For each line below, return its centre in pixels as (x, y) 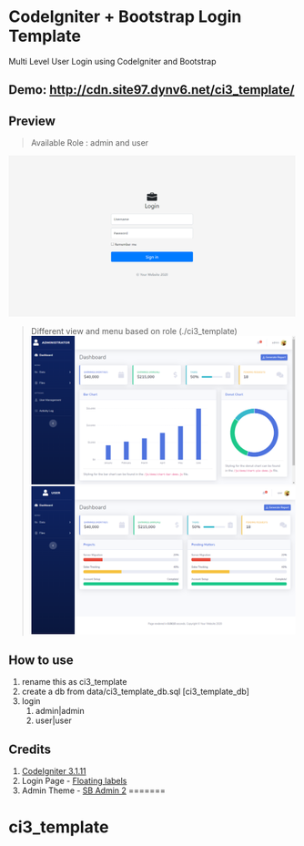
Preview (32, 121)
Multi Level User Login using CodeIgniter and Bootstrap (112, 61)
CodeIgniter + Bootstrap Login (125, 17)
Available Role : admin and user (90, 143)
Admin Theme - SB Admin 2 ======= (93, 790)
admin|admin (60, 711)
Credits (30, 749)
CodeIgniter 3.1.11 (54, 771)
